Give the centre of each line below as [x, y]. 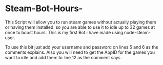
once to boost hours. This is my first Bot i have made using [64, 32]
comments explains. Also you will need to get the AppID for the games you [80, 52]
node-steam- [137, 32]
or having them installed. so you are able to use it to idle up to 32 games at [80, 27]
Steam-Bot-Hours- [44, 9]
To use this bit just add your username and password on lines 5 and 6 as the [82, 47]
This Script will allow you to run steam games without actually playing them [81, 22]
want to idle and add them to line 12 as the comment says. [63, 57]
